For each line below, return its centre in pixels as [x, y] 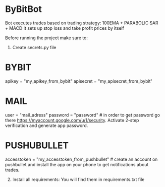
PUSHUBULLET [37, 145]
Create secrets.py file [34, 47]
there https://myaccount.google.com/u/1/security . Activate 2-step [72, 120]
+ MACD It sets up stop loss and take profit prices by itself [65, 28]
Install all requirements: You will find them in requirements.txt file [78, 179]
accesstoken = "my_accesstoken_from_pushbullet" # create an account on [81, 159]
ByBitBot [24, 9]
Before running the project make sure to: [47, 38]
